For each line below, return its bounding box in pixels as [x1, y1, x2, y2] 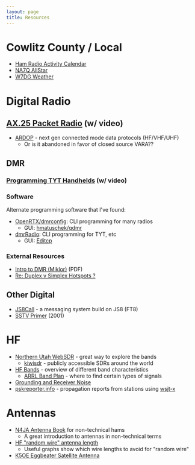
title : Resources [6, 14, 50, 21]
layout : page [6, 8, 39, 15]
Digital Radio [6, 94, 71, 108]
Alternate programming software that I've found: [6, 206, 126, 214]
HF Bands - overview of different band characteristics [14, 366, 149, 373]
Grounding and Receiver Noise [14, 379, 91, 386]
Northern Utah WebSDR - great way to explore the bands [14, 353, 157, 361]
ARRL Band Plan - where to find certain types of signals [23, 372, 162, 380]
